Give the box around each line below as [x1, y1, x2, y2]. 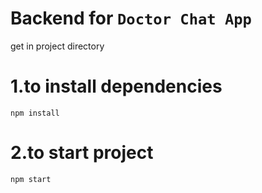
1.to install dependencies [10, 75, 223, 98]
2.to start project [10, 142, 154, 164]
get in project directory [10, 40, 105, 52]
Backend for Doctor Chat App [10, 7, 252, 30]
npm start [10, 174, 52, 184]
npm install [10, 108, 60, 118]
